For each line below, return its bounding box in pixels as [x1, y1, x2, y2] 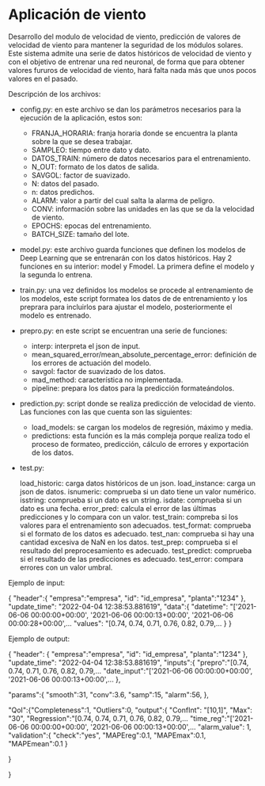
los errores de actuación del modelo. [31, 358, 152, 368]
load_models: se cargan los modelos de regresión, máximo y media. [31, 422, 253, 432]
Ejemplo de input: [8, 578, 66, 587]
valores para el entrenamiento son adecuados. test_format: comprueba [19, 521, 252, 530]
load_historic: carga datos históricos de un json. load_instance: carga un [19, 478, 256, 488]
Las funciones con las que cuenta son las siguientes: [19, 406, 192, 417]
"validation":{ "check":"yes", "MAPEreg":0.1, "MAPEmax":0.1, [8, 731, 206, 740]
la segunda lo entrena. [19, 269, 93, 279]
